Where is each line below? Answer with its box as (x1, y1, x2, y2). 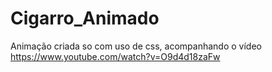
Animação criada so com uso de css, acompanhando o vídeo (10, 40, 262, 52)
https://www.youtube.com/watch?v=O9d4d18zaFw (10, 50, 221, 62)
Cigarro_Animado (10, 7, 160, 30)
